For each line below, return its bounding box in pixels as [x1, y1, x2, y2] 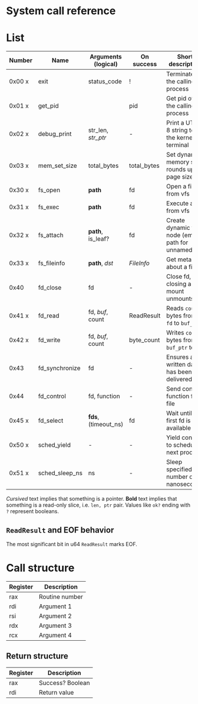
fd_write [38, 336, 61, 344]
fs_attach [38, 231, 64, 239]
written [166, 361, 186, 369]
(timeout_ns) [88, 420, 124, 429]
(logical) [94, 60, 118, 69]
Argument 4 [39, 631, 72, 639]
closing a [166, 280, 192, 288]
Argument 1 [39, 602, 72, 610]
